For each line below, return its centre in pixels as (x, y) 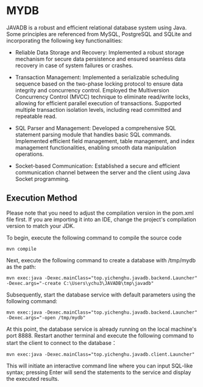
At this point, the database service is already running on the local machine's (101, 329)
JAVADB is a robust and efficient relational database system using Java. (97, 28)
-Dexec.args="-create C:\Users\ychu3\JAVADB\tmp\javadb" (80, 283)
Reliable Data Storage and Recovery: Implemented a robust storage (100, 52)
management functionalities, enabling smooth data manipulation (96, 147)
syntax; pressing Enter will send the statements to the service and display (99, 372)
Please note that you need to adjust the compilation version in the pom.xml (100, 213)
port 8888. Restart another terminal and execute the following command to (100, 335)
